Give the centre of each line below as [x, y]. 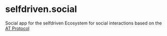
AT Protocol [17, 28]
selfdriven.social [41, 9]
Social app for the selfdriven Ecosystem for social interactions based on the [83, 23]
